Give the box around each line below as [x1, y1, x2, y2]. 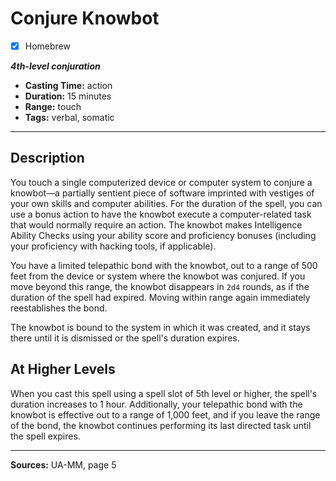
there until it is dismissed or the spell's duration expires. [10, 332, 240, 344]
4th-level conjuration [10, 60, 101, 72]
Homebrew [24, 40, 71, 52]
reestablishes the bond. [10, 302, 108, 314]
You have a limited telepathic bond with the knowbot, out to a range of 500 [10, 259, 318, 271]
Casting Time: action [24, 80, 113, 91]
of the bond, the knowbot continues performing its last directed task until [10, 419, 312, 431]
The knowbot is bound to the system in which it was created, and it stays [10, 321, 311, 333]
